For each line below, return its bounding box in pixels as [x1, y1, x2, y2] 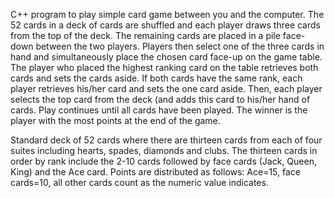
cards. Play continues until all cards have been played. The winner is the [10, 104, 308, 116]
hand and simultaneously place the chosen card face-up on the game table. [10, 51, 323, 63]
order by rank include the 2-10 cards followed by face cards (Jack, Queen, [10, 155, 317, 167]
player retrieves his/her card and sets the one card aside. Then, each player [10, 83, 323, 94]
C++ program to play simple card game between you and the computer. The [10, 9, 325, 20]
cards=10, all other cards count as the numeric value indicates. [10, 177, 269, 188]
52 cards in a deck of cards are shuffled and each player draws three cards [10, 19, 321, 31]
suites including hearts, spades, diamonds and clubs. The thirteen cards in [10, 145, 318, 156]
